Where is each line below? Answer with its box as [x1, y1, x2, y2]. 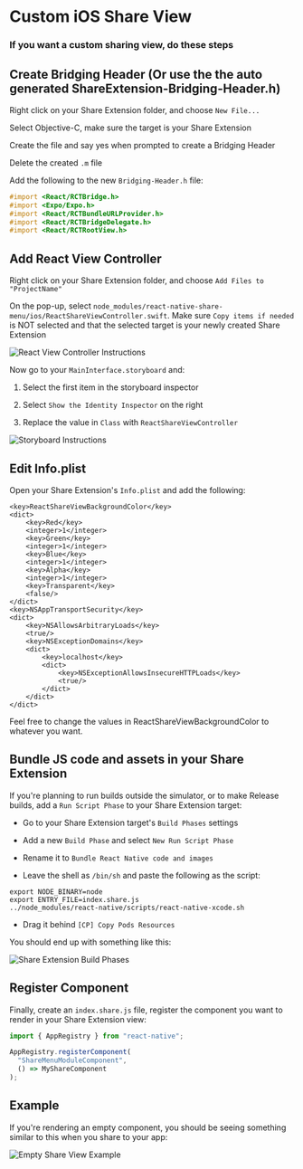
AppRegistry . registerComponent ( [9, 1048, 131, 1057]
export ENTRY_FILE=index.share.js [9, 895, 140, 904]
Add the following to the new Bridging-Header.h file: [9, 175, 204, 185]
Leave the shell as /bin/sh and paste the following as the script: [22, 870, 260, 880]
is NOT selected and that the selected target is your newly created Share [9, 319, 280, 331]
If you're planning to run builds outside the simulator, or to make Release [9, 790, 279, 801]
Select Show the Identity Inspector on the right [22, 400, 204, 411]
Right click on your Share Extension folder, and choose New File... [9, 104, 260, 115]
